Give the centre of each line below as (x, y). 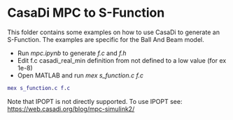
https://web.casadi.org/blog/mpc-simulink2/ (71, 109)
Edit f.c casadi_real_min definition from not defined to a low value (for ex (122, 60)
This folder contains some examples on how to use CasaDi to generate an (114, 32)
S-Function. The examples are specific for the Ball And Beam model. (106, 39)
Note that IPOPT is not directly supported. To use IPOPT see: (95, 101)
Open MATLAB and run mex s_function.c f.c (80, 75)
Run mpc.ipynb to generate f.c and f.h (72, 53)
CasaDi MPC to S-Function (86, 13)
